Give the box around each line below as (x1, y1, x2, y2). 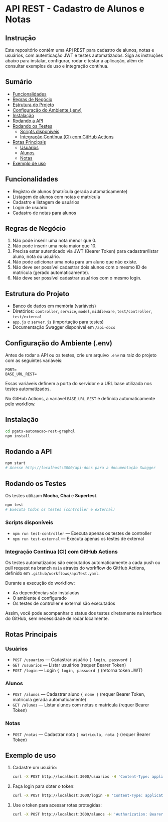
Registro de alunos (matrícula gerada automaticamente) (12, 188, 128, 194)
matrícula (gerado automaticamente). (12, 269, 89, 276)
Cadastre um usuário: (12, 765, 57, 771)
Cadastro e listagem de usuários (12, 199, 80, 205)
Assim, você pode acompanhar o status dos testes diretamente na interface (5, 610, 162, 616)
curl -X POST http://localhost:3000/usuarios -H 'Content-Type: (12, 774, 150, 779)
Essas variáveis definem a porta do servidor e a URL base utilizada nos (5, 381, 152, 387)
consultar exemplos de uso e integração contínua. (5, 63, 109, 69)
